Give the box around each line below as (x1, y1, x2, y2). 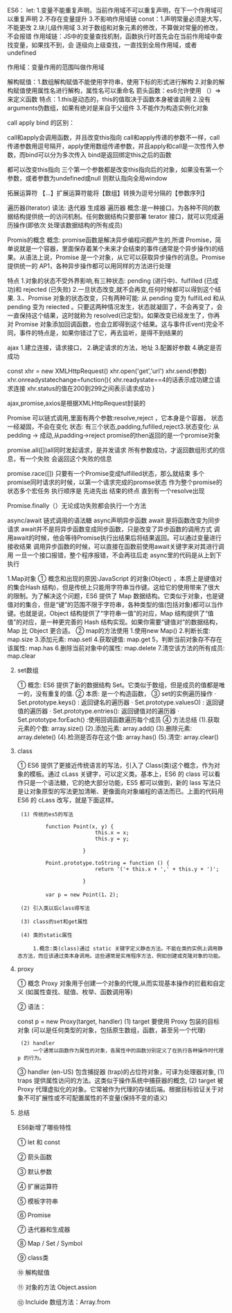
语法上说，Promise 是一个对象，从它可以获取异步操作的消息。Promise (25, 253, 226, 261)
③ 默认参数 (17, 1168, 53, 1175)
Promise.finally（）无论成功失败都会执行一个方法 (7, 502, 147, 509)
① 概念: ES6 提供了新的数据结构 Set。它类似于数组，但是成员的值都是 (17, 681, 220, 689)
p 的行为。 (17, 1055, 45, 1062)
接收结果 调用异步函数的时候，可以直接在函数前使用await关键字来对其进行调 (7, 543, 225, 550)
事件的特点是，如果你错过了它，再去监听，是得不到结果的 (19, 329, 184, 337)
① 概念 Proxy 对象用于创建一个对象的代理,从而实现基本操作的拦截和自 (17, 979, 220, 987)
